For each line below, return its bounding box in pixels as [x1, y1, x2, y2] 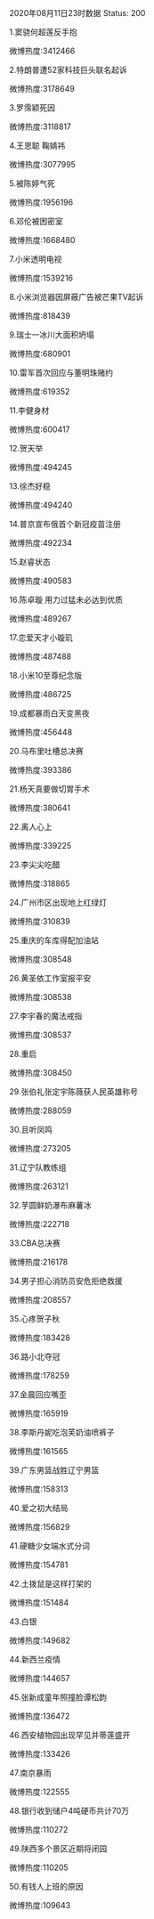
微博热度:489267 [9, 614, 72, 623]
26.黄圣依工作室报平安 [9, 973, 92, 983]
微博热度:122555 [9, 1786, 69, 1797]
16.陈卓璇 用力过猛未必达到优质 [9, 595, 123, 605]
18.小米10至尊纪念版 [9, 671, 83, 680]
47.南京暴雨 [9, 1768, 52, 1778]
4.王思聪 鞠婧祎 [9, 141, 66, 150]
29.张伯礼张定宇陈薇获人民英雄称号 [9, 1086, 138, 1097]
